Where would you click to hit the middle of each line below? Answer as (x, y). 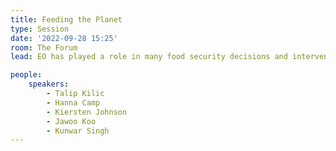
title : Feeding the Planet (66, 19)
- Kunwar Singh (78, 131)
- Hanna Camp (73, 102)
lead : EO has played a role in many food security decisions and (149, 57)
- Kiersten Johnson (87, 112)
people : (26, 75)
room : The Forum (44, 47)
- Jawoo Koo (71, 121)
